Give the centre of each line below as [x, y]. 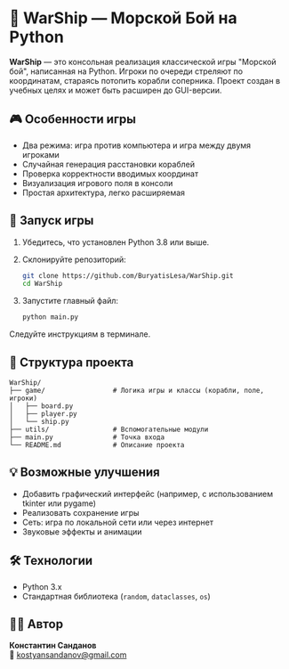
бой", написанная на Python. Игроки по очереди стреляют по [126, 71]
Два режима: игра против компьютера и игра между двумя [136, 145]
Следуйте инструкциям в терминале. [80, 334]
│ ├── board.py [41, 406]
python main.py [50, 317]
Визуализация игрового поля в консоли [97, 183]
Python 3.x [42, 586]
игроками [40, 154]
